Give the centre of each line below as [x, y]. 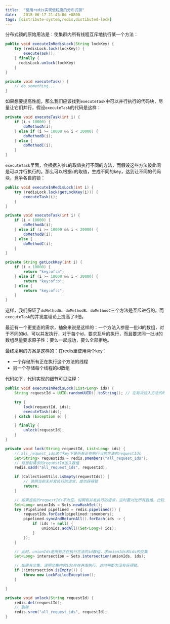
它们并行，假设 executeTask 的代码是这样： [57, 107]
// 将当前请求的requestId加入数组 [47, 463]
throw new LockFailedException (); [60, 575]
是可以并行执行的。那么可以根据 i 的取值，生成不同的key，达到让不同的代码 [83, 171]
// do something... [35, 86]
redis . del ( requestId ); [38, 603]
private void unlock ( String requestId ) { [50, 598]
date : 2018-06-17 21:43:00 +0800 [43, 15]
